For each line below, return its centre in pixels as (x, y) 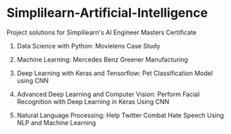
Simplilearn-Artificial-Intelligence (107, 13)
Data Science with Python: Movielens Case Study (88, 46)
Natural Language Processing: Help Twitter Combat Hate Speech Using (120, 115)
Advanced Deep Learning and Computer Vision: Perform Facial (108, 94)
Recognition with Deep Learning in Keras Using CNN (93, 101)
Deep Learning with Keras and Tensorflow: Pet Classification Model (114, 73)
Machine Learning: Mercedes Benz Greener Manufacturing (102, 59)
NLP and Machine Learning (56, 122)
